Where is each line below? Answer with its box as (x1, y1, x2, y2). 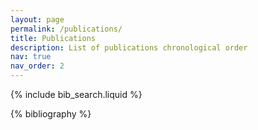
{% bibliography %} (10, 108, 92, 120)
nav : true (10, 52, 52, 62)
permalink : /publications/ (10, 24, 123, 34)
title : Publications (10, 33, 97, 43)
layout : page (10, 14, 65, 25)
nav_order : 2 (10, 61, 65, 71)
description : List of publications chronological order (10, 42, 248, 53)
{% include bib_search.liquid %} (10, 89, 143, 100)
